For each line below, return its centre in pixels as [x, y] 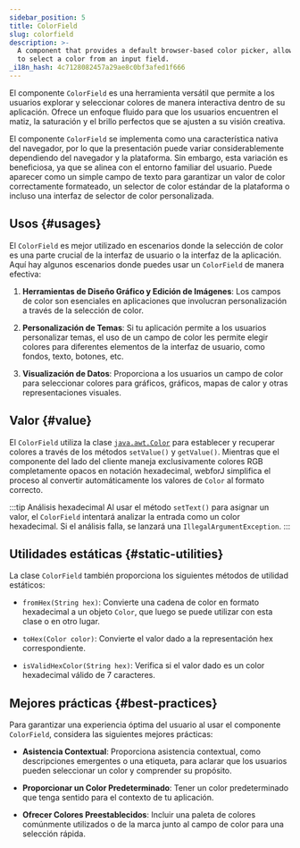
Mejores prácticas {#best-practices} [113, 703]
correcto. [26, 489]
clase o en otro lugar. [61, 622]
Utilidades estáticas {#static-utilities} [117, 554]
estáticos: [27, 585]
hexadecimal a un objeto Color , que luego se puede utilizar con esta [147, 612]
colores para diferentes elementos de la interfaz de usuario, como [143, 346]
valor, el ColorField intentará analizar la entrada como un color [125, 516]
